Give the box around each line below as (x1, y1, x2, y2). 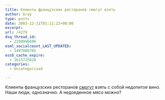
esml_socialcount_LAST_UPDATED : (5, 44, 71, 49)
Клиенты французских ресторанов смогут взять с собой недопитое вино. (5, 84, 161, 90)
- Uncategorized (9, 67, 43, 72)
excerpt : (5, 25, 23, 30)
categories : (5, 62, 30, 67)
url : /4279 (5, 30, 28, 35)
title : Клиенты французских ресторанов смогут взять (5, 7, 116, 12)
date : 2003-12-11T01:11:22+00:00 (5, 21, 74, 26)
